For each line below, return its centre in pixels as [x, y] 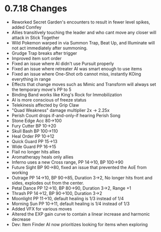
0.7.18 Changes [36, 9]
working [20, 172]
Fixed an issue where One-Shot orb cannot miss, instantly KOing [76, 74]
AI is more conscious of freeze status [49, 100]
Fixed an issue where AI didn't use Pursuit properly [63, 63]
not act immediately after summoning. [50, 48]
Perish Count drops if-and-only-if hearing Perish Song [66, 115]
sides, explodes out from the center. [48, 183]
